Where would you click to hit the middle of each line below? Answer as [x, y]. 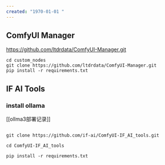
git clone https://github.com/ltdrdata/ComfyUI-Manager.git [82, 65]
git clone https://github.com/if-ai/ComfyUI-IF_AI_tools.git [83, 136]
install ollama [26, 105]
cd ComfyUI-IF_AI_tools [35, 146]
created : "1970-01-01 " [35, 11]
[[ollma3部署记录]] [29, 119]
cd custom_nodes [26, 60]
